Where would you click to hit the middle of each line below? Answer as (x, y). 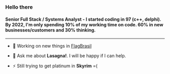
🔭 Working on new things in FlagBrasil (52, 46)
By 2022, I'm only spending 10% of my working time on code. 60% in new (84, 24)
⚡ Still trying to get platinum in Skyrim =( (55, 66)
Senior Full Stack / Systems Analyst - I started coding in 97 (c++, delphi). (83, 19)
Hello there (19, 7)
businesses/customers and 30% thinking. (51, 30)
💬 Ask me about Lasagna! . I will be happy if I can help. (69, 56)
